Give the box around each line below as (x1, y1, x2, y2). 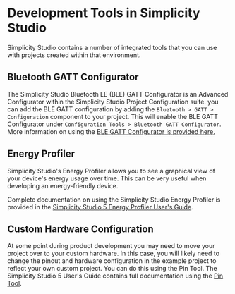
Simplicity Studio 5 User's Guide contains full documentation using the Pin (7, 271, 224, 280)
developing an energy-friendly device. (7, 181, 119, 190)
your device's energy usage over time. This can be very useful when (7, 174, 207, 183)
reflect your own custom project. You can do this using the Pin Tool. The (7, 264, 217, 273)
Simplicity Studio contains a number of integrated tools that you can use (7, 43, 217, 51)
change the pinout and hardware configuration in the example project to (7, 257, 217, 265)
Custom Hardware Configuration (7, 223, 154, 235)
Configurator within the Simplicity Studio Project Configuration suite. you (7, 97, 219, 106)
